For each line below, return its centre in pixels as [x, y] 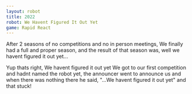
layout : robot [23, 11]
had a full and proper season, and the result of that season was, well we [93, 50]
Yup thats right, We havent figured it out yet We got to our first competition [96, 68]
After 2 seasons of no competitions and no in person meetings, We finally [95, 44]
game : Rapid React [28, 28]
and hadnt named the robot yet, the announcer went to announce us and [94, 74]
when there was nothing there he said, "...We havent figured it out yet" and [96, 80]
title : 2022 [20, 17]
